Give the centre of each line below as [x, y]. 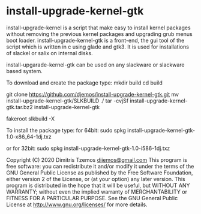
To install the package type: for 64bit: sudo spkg [66, 130]
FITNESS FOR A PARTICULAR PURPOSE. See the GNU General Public [92, 198]
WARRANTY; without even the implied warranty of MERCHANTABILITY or [97, 192]
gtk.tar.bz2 [19, 107]
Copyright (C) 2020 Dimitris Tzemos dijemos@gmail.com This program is [97, 159]
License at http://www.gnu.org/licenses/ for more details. [77, 204]
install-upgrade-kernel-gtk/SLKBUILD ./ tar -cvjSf [67, 101]
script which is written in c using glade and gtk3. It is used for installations [97, 47]
